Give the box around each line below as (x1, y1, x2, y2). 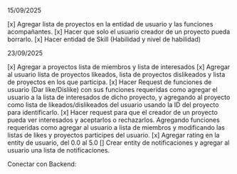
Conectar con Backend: (7, 160, 77, 168)
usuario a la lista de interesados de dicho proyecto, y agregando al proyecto (7, 93, 231, 101)
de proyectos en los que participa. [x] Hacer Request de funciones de (7, 78, 212, 86)
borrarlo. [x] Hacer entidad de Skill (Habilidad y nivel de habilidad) (7, 35, 201, 43)
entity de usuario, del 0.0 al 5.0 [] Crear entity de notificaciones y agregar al (7, 138, 230, 147)
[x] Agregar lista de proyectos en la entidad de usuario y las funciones (7, 20, 214, 28)
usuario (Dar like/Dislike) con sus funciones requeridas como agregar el (7, 86, 218, 93)
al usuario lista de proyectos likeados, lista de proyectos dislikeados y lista (7, 71, 226, 78)
